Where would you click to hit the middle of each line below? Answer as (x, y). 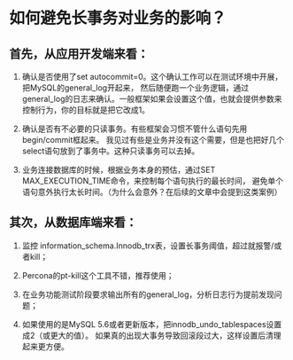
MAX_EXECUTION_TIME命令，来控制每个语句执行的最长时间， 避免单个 (152, 181)
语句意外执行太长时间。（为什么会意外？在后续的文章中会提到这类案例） (152, 192)
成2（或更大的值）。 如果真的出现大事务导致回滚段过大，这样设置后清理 (151, 335)
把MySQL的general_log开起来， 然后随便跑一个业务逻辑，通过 (135, 88)
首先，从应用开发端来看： (79, 54)
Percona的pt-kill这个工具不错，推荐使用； (98, 275)
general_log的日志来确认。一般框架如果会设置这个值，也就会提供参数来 (152, 99)
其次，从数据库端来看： (73, 223)
